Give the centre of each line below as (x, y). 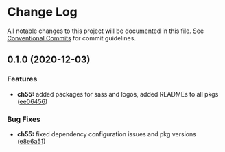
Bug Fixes (24, 119)
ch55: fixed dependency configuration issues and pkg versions (107, 134)
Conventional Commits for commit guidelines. (71, 38)
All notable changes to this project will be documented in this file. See (106, 31)
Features (22, 79)
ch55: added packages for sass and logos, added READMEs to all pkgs (118, 94)
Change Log (42, 12)
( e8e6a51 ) (31, 141)
